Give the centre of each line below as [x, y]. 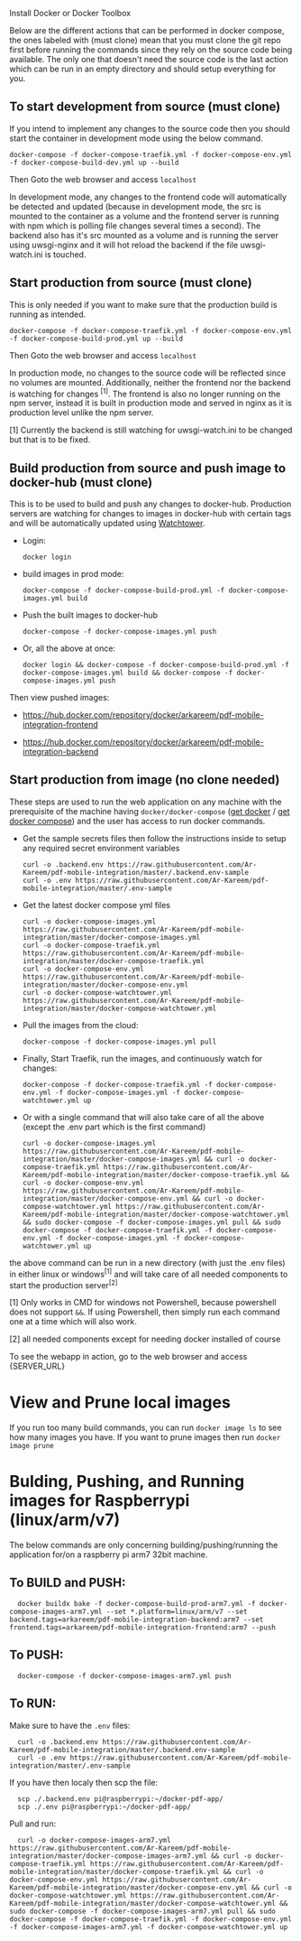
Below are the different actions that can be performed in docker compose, [147, 30]
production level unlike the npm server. [82, 413]
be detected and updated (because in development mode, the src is [135, 206]
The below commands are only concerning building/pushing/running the [144, 1545]
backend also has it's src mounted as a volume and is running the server [144, 235]
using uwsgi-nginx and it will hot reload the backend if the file [124, 245]
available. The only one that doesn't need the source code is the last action [149, 59]
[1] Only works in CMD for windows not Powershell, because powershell [143, 1303]
